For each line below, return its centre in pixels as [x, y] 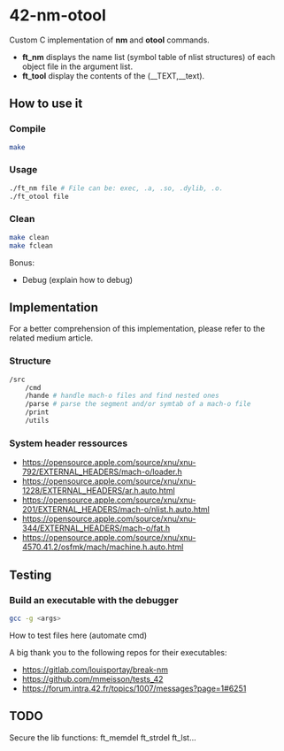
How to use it [46, 104]
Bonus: [22, 263]
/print [37, 412]
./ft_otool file [39, 196]
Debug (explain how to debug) [77, 280]
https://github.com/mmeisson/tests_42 [92, 678]
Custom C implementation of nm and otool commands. [109, 40]
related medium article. [51, 338]
